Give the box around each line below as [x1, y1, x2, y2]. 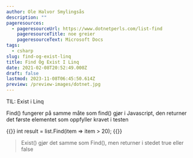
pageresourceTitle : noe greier [17, 31, 96, 37]
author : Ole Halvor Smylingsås [6, 8, 85, 15]
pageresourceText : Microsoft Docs [17, 37, 103, 43]
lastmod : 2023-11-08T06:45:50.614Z [6, 76, 96, 82]
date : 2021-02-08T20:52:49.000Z [6, 64, 87, 71]
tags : [6, 43, 20, 49]
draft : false [6, 70, 39, 76]
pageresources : [6, 20, 44, 26]
